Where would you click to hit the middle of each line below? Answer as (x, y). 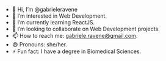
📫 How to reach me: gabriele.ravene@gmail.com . (75, 36)
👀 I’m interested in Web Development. (59, 16)
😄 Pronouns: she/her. (40, 45)
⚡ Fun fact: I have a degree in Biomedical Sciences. (77, 51)
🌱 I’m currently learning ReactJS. (53, 22)
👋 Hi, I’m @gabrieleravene (45, 9)
